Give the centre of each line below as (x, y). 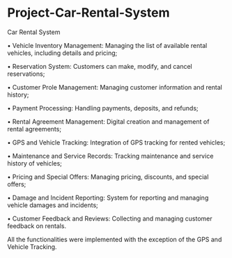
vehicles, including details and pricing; (62, 53)
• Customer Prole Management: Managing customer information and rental (115, 87)
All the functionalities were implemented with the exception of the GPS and (115, 239)
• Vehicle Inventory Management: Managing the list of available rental (107, 45)
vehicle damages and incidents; (53, 205)
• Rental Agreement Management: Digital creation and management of (108, 121)
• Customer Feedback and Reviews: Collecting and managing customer (110, 218)
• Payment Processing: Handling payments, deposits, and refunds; (103, 108)
